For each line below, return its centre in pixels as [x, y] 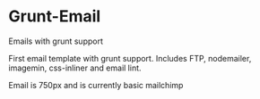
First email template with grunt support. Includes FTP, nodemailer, [130, 58]
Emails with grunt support [56, 41]
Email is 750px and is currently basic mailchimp [96, 85]
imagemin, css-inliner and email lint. [75, 68]
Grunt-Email [55, 16]
